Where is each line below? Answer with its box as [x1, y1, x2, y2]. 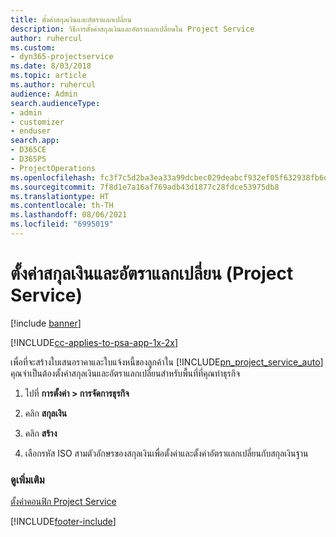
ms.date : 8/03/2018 [10, 61, 92, 71]
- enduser [10, 126, 52, 136]
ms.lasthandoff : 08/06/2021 [10, 210, 128, 220]
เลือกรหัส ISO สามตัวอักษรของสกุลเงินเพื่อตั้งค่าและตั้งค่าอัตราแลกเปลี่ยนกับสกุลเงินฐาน [24, 447, 309, 459]
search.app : [10, 136, 60, 146]
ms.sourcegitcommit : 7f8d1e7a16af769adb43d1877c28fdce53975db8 [10, 182, 280, 192]
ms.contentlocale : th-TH [10, 201, 114, 211]
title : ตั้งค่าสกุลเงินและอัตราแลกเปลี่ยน [10, 14, 132, 25]
